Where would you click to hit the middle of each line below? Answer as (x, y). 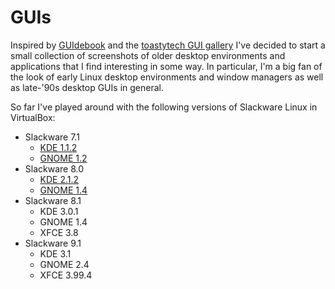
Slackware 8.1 (53, 200)
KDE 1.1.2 (58, 147)
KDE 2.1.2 (59, 179)
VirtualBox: (33, 117)
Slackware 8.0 (54, 168)
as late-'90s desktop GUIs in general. (87, 87)
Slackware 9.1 (53, 243)
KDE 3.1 (55, 253)
